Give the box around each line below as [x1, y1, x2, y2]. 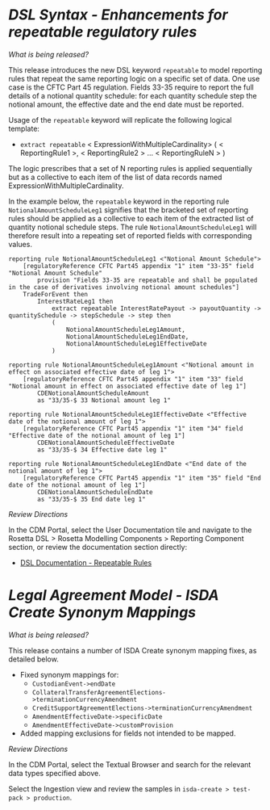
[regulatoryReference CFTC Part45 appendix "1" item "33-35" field [23, 262, 254, 270]
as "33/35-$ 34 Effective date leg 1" [37, 446, 168, 454]
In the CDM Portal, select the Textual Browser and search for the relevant [8, 759, 251, 769]
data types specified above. [8, 768, 101, 778]
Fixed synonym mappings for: [19, 669, 119, 679]
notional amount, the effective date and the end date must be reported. [8, 99, 244, 109]
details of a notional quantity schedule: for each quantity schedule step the [8, 90, 258, 100]
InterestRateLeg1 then [37, 297, 114, 305]
